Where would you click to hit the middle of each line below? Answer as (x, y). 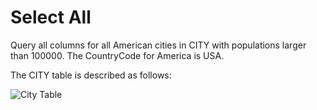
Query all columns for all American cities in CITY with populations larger (158, 45)
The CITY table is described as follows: (91, 75)
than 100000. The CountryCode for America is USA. (117, 55)
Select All (51, 17)
